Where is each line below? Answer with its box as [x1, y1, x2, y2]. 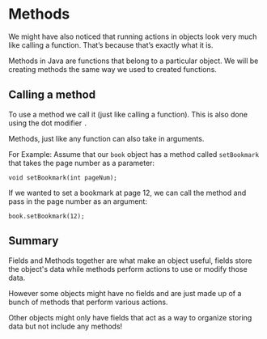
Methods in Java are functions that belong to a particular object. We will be [8, 56, 259, 66]
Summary [8, 234, 59, 248]
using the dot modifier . [8, 118, 88, 128]
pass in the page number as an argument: [8, 196, 148, 206]
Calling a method [8, 88, 95, 102]
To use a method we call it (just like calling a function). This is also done [8, 109, 248, 119]
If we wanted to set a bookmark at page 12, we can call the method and [8, 188, 247, 197]
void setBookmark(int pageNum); [8, 173, 117, 182]
